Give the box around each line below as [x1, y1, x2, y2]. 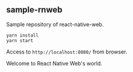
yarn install [6, 32, 39, 38]
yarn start [6, 37, 34, 44]
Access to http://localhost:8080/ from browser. [6, 48, 128, 55]
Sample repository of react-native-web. [6, 20, 104, 28]
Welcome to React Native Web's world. [6, 59, 102, 67]
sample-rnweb [6, 5, 63, 15]
